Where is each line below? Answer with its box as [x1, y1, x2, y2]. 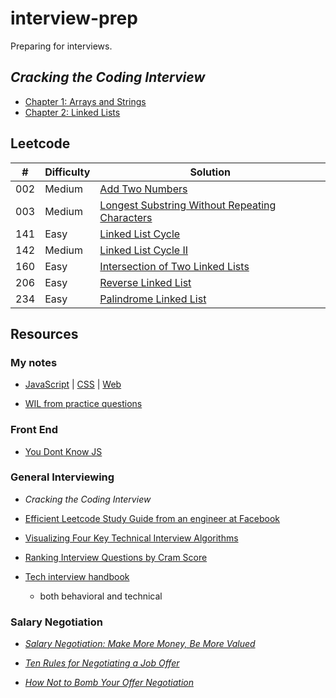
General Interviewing [10, 470, 115, 484]
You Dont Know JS [24, 445, 103, 457]
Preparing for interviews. [10, 40, 113, 52]
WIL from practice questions [24, 398, 143, 410]
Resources [10, 325, 79, 342]
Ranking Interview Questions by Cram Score [24, 551, 208, 563]
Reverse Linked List [99, 275, 192, 289]
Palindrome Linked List [99, 292, 207, 306]
